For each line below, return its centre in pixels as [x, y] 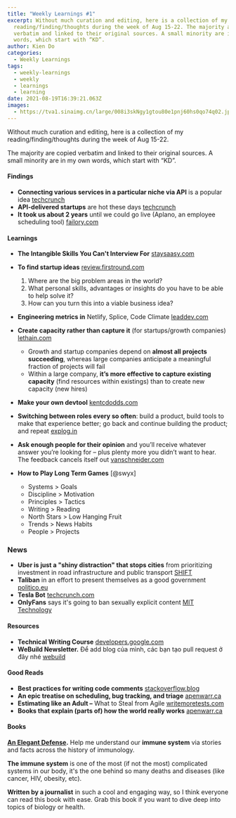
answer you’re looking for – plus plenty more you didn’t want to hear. [117, 452]
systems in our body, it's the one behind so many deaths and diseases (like [116, 771]
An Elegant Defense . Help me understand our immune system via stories [114, 743]
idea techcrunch [41, 199]
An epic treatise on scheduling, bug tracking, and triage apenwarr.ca [119, 696]
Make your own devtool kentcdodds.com [78, 403]
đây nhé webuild [41, 656]
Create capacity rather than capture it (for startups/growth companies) [122, 330]
